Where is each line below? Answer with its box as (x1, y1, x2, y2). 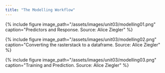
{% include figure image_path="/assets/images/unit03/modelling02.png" (5, 36, 157, 42)
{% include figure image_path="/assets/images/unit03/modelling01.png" (5, 21, 156, 27)
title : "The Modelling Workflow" (5, 7, 75, 13)
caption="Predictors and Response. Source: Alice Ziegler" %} (5, 26, 133, 33)
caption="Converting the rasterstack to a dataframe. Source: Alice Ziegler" (5, 41, 160, 48)
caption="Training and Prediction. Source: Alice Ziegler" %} (5, 62, 129, 68)
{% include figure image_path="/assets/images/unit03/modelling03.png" (5, 56, 157, 63)
